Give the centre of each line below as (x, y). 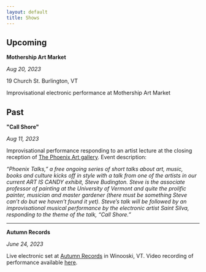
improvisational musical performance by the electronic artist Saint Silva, (98, 208)
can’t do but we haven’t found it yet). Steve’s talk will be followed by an (97, 202)
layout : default (27, 12)
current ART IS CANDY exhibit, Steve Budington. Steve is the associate (96, 182)
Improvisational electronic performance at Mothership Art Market (88, 93)
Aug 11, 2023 (23, 139)
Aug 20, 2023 (24, 69)
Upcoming (27, 43)
